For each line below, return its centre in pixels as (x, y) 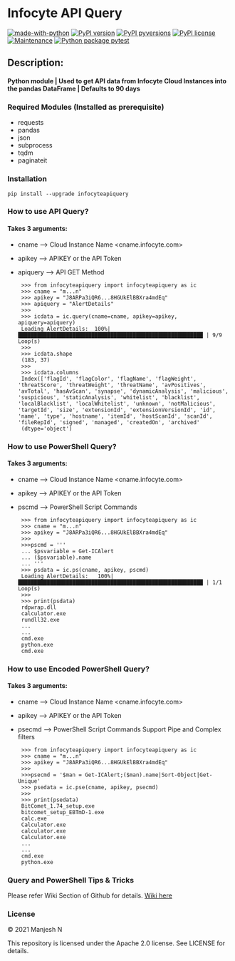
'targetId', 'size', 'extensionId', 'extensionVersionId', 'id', (116, 410)
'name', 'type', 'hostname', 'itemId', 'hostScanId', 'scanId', (115, 416)
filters (26, 736)
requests (31, 123)
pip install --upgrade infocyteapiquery (68, 194)
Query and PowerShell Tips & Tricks (70, 880)
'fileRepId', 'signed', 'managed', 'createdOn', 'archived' (109, 422)
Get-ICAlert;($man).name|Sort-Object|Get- (149, 775)
